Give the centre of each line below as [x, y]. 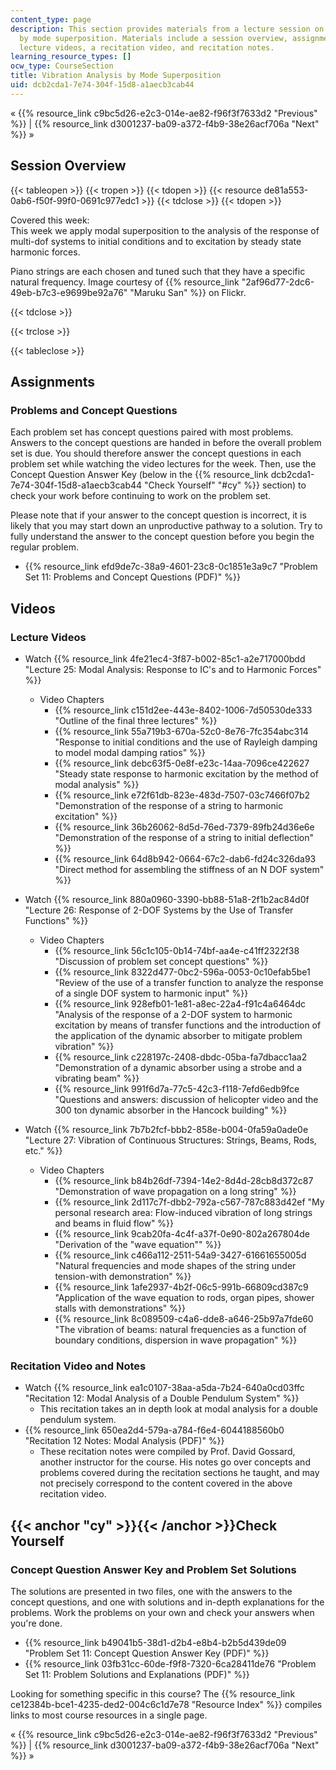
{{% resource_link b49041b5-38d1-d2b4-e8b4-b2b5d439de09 [155, 1642]
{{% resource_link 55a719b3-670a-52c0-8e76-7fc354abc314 [181, 731]
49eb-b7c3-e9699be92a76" [69, 292]
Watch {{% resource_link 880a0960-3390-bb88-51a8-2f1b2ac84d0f [167, 899]
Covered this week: [50, 220]
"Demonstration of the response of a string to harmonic [169, 805]
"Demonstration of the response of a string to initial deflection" [184, 837]
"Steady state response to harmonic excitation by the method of [186, 773]
